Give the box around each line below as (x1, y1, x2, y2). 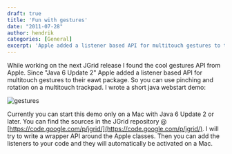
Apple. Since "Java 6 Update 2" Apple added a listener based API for (7, 68, 202, 77)
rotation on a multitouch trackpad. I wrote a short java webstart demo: (7, 84, 206, 91)
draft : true (7, 10, 41, 17)
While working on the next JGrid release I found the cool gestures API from (7, 61, 221, 69)
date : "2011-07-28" (7, 23, 64, 30)
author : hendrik (7, 29, 54, 37)
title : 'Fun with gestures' (7, 17, 88, 23)
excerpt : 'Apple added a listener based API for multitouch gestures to (7, 42, 221, 49)
